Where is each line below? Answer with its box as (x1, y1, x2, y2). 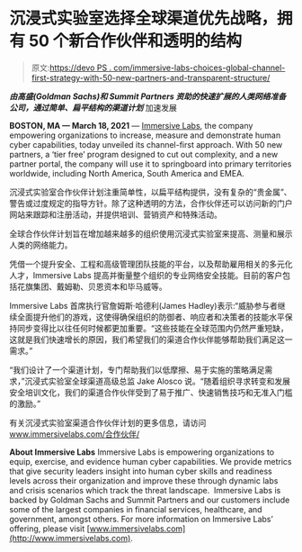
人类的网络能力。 (9, 240, 73, 250)
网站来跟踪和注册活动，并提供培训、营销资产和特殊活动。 (9, 209, 222, 220)
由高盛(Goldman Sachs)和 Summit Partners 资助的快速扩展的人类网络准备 (9, 91, 287, 102)
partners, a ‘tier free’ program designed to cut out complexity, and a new (9, 149, 279, 159)
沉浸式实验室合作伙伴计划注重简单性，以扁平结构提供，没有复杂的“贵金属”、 (9, 186, 292, 197)
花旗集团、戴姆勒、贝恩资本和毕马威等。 (16, 281, 167, 292)
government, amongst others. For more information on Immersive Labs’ (9, 513, 274, 524)
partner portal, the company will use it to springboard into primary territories (9, 158, 292, 169)
